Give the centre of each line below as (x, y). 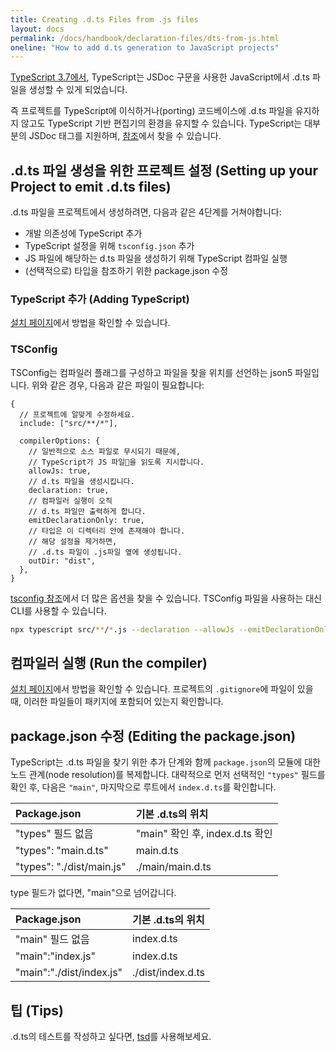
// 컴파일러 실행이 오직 (70, 501)
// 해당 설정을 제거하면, (73, 541)
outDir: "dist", (62, 561)
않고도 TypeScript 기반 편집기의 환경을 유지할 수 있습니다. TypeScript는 (161, 123)
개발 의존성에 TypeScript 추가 (83, 233)
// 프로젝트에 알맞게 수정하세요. (77, 414)
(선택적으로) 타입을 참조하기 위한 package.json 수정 (126, 271)
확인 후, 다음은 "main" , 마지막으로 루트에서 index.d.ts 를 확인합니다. (143, 787)
